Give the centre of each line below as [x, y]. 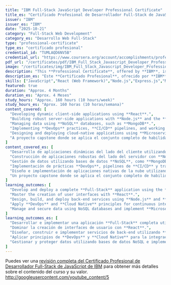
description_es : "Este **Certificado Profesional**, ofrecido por [77, 76]
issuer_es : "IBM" [24, 24]
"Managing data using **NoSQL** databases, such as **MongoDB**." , [83, 123]
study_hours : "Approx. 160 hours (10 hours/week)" [60, 100]
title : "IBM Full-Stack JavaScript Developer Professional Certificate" [84, 10]
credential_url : [22, 57]
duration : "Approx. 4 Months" [37, 90]
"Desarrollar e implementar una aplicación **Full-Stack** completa [84, 223]
